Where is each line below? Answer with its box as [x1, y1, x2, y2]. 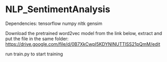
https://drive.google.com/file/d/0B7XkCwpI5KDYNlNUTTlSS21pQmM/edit [5, 41, 160, 47]
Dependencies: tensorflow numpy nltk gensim [5, 20, 102, 26]
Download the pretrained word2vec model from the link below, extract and [5, 30, 162, 36]
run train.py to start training [5, 51, 63, 57]
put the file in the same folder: [5, 36, 69, 42]
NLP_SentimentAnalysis [5, 4, 111, 15]
